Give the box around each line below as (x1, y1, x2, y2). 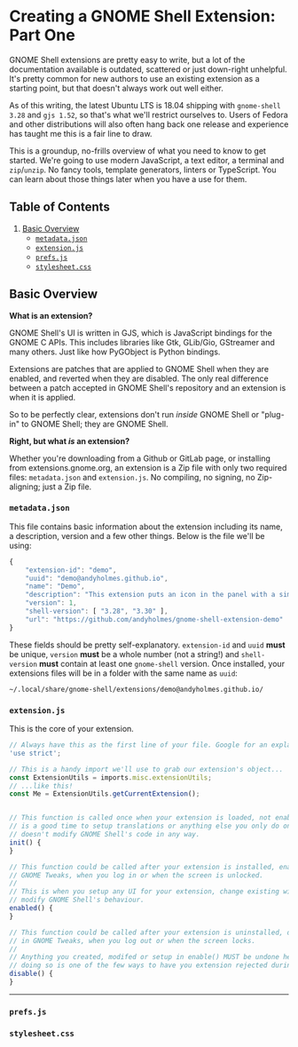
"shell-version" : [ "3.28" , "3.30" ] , (25, 607, 169, 616)
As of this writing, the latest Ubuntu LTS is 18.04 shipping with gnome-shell (9, 99, 281, 110)
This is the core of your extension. (9, 724, 135, 734)
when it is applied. (9, 392, 76, 402)
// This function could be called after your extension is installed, (9, 862, 276, 871)
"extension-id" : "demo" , (25, 566, 117, 575)
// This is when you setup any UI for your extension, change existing (9, 887, 279, 896)
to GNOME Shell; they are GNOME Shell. (21, 418, 169, 429)
